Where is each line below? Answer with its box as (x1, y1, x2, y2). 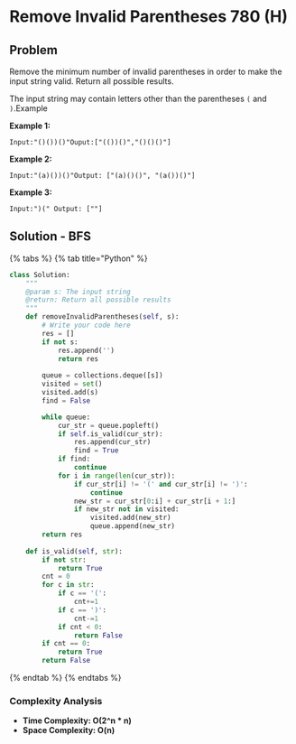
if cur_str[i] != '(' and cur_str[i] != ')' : (73, 479, 248, 488)
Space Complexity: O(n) (22, 725, 116, 736)
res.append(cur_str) (73, 438, 152, 447)
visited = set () (42, 379, 103, 389)
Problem (9, 42, 59, 58)
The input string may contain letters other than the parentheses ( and (9, 93, 268, 104)
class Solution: (9, 270, 70, 279)
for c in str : (42, 581, 95, 590)
